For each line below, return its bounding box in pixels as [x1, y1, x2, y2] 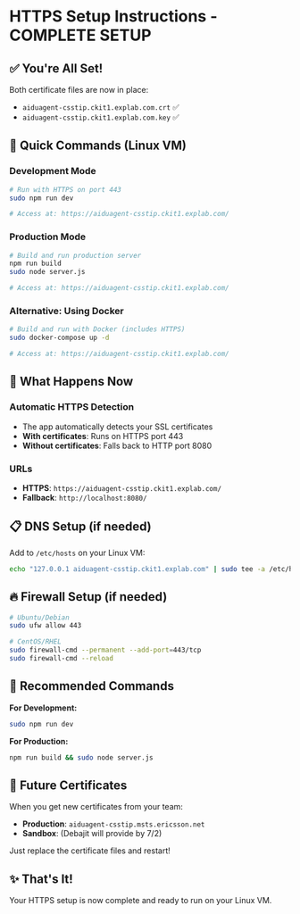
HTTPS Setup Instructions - [9, 6, 218, 27]
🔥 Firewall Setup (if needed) [9, 589, 168, 604]
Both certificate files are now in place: [9, 85, 149, 95]
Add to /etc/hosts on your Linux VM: [9, 547, 146, 558]
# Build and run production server [9, 251, 142, 260]
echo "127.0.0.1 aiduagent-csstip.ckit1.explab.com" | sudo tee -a [9, 564, 266, 573]
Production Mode [9, 230, 87, 243]
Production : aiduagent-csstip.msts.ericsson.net [21, 818, 205, 829]
